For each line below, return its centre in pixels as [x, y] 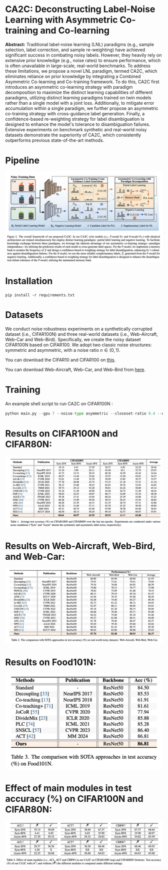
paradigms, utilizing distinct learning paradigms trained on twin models [78, 97]
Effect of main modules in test [68, 788]
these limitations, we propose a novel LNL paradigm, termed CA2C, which [81, 71]
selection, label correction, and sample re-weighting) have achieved [75, 50]
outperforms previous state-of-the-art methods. [55, 140]
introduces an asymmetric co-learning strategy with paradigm [69, 87]
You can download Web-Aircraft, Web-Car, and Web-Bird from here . [75, 370]
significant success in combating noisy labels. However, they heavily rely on [83, 55]
